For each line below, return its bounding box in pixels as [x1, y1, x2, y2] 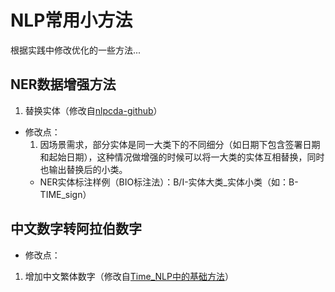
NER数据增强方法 [10, 76, 117, 93]
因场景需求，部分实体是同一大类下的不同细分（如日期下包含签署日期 [39, 138, 321, 150]
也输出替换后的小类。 [39, 163, 128, 175]
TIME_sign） [39, 188, 92, 200]
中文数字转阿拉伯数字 [10, 221, 142, 238]
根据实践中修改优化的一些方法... [10, 44, 142, 56]
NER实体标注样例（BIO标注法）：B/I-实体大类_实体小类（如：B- [39, 176, 299, 188]
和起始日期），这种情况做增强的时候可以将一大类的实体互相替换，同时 [39, 151, 325, 163]
